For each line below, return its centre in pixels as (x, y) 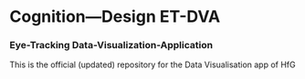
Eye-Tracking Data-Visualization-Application (111, 45)
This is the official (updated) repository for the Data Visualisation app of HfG (152, 64)
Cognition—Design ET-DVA (115, 17)
